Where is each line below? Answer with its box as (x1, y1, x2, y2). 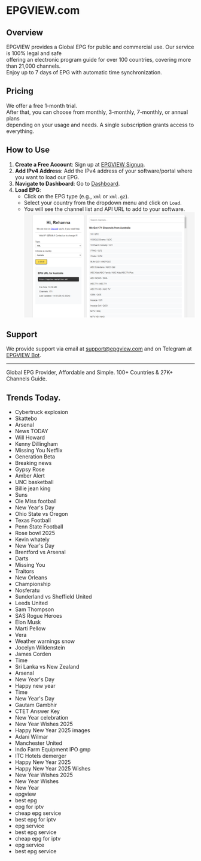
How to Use (6, 145, 50, 155)
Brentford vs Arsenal (14, 548, 66, 555)
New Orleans (14, 573, 48, 581)
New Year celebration (14, 714, 69, 721)
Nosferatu (14, 587, 40, 594)
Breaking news (14, 459, 52, 466)
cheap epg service (14, 809, 62, 817)
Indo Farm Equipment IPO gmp (14, 745, 91, 753)
